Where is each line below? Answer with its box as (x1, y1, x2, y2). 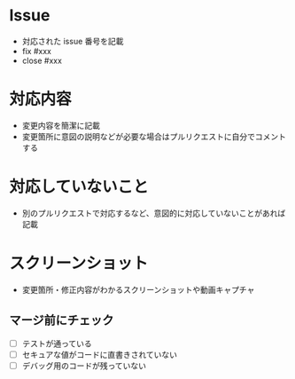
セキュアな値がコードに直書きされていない (21, 349, 178, 359)
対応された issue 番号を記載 (21, 36, 124, 46)
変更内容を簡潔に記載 (21, 120, 100, 130)
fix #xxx (21, 45, 51, 56)
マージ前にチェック (9, 312, 114, 328)
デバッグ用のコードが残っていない (21, 360, 147, 371)
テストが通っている (21, 338, 93, 349)
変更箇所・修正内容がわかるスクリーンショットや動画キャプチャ (21, 284, 255, 295)
